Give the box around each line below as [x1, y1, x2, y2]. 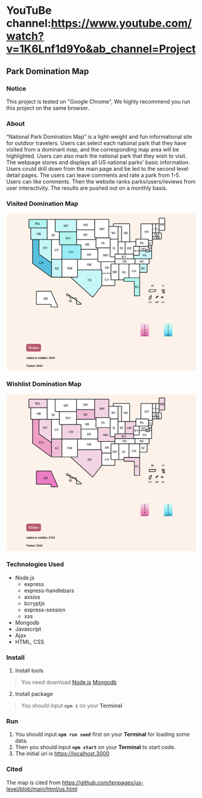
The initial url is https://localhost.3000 [14, 750, 110, 758]
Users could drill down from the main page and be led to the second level [6, 165, 189, 173]
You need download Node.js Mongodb [21, 678, 117, 686]
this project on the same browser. [6, 104, 90, 112]
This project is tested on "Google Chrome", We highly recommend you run [6, 98, 191, 105]
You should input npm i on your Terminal [21, 702, 122, 709]
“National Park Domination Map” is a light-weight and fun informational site [6, 133, 193, 141]
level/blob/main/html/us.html [6, 785, 78, 793]
